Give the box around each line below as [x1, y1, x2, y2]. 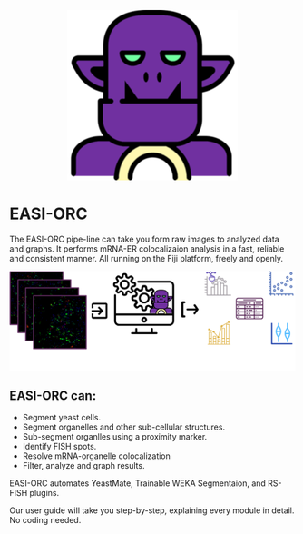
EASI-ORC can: [9, 388, 97, 404]
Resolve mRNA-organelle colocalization [22, 450, 171, 461]
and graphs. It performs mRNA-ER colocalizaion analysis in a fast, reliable [9, 242, 285, 254]
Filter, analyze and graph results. [22, 460, 145, 471]
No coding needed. [9, 515, 82, 526]
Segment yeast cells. [22, 412, 102, 423]
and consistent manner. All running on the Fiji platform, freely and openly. [9, 252, 284, 263]
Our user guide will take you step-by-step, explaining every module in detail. [9, 505, 295, 516]
